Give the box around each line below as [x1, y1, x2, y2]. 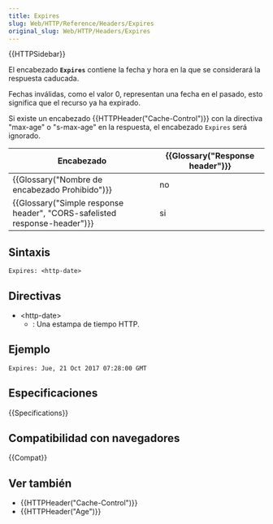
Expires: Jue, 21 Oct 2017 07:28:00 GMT [8, 364, 148, 372]
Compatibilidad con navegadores [8, 431, 180, 445]
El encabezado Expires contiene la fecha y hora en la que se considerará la [8, 65, 261, 75]
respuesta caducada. [8, 74, 80, 84]
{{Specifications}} [8, 408, 69, 418]
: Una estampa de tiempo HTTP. [32, 319, 140, 329]
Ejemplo [8, 343, 50, 357]
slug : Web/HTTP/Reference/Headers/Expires [8, 19, 154, 28]
